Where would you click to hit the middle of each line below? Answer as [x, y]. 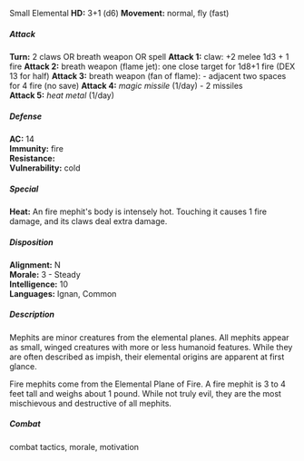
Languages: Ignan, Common [63, 293]
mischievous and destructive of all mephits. [91, 403]
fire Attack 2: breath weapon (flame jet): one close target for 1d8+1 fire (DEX [152, 66]
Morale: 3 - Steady [45, 274]
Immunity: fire [36, 148]
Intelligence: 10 [39, 284]
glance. [24, 366]
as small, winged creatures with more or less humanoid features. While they [151, 347]
